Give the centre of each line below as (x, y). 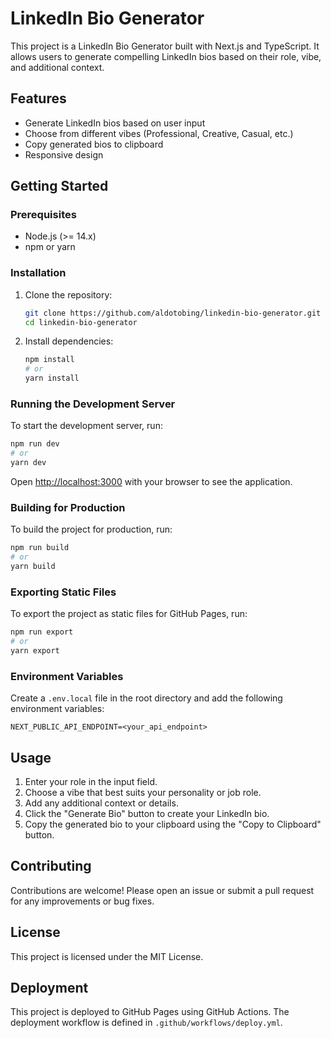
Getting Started (59, 186)
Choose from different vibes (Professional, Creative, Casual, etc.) (159, 133)
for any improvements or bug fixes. (82, 901)
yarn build (33, 567)
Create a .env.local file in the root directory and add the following (146, 698)
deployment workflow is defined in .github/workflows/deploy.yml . (146, 1023)
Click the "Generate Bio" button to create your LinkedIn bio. (147, 813)
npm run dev (35, 444)
